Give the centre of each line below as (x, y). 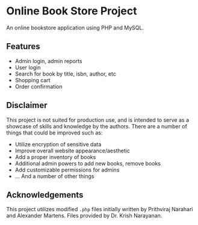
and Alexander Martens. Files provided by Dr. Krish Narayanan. (84, 216)
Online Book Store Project (72, 11)
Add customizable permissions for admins (67, 170)
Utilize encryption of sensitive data (58, 144)
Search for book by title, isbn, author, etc (65, 74)
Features (23, 46)
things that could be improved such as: (54, 133)
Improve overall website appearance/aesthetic (73, 151)
